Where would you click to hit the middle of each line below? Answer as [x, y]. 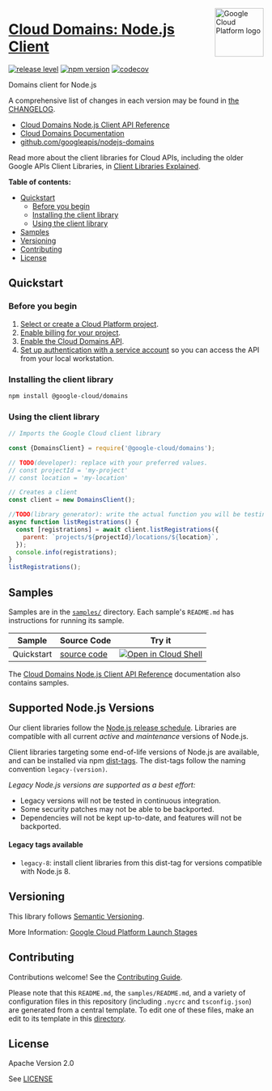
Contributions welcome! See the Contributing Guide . [96, 977]
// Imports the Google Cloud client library [85, 434]
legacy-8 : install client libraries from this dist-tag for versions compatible [141, 863]
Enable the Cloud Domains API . [72, 341]
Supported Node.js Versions [82, 708]
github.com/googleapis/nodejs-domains [87, 142]
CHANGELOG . [32, 108]
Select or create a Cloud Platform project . [89, 324]
